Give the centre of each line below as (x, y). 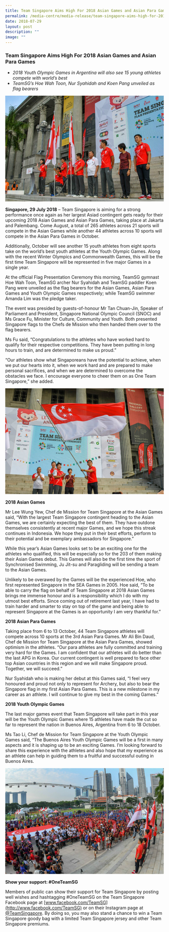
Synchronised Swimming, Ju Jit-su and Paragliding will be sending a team (82, 564)
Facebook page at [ (25, 902)
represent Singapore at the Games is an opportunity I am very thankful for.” (83, 611)
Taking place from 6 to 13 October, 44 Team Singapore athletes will (75, 631)
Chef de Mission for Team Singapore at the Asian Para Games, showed (79, 641)
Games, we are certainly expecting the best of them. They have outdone (80, 522)
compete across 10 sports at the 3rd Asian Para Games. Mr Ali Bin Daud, (80, 636)
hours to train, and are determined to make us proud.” (61, 350)
